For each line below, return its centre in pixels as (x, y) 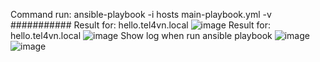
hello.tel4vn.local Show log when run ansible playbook (141, 35)
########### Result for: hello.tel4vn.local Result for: (141, 25)
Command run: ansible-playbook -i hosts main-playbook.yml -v (141, 14)
